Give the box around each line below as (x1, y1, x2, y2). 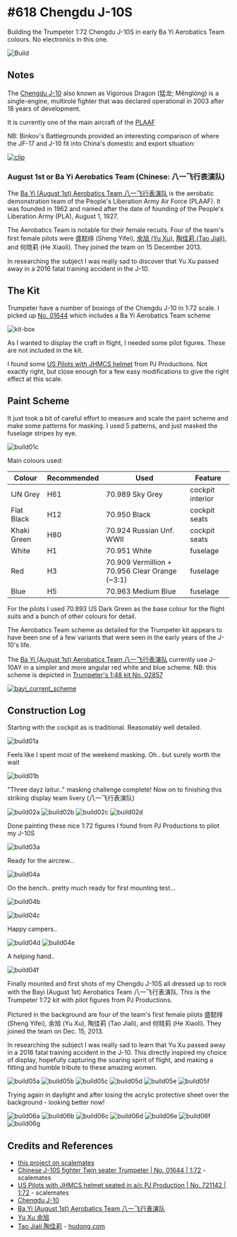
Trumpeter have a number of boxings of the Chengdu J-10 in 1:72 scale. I (7, 303, 220, 312)
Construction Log (7, 705, 86, 717)
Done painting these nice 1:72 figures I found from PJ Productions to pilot (7, 821, 220, 830)
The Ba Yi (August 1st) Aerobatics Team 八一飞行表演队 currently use (7, 655, 208, 663)
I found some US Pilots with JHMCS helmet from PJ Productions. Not (7, 359, 208, 368)
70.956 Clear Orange (105, 566, 178, 576)
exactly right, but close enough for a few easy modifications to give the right (7, 367, 229, 375)
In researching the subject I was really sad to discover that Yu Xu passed (7, 257, 219, 265)
